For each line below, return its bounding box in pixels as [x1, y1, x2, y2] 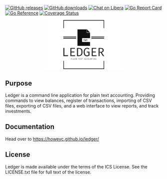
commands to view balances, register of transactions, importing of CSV [5, 97, 152, 103]
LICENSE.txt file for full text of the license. [5, 169, 91, 175]
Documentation [5, 122, 55, 131]
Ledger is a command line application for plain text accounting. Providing [5, 92, 156, 98]
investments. [5, 108, 31, 114]
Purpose [5, 79, 32, 87]
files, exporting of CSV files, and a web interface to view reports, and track [5, 102, 159, 108]
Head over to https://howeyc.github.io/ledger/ [5, 135, 99, 142]
